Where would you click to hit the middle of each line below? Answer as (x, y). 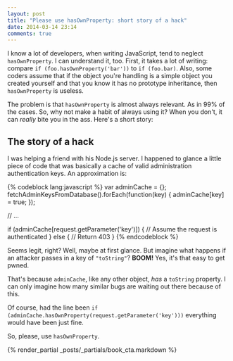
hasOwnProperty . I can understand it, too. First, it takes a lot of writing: (108, 61)
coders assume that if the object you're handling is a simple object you (110, 76)
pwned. (18, 265)
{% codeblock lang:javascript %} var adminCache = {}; (87, 187)
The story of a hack (51, 141)
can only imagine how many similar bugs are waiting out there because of (114, 286)
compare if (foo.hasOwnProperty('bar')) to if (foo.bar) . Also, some (110, 68)
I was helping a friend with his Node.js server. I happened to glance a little (114, 158)
